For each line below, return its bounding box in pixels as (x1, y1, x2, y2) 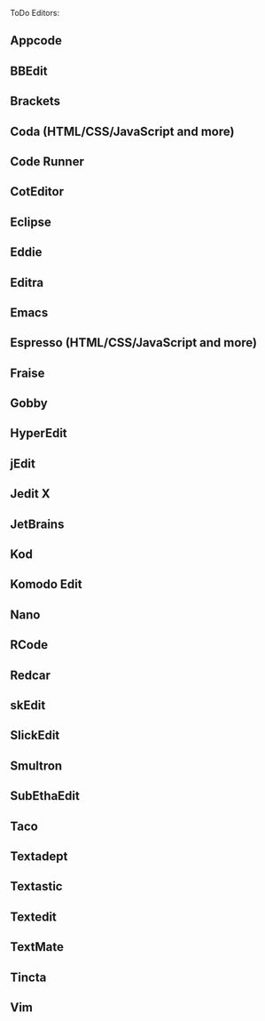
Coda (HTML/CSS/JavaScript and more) (10, 124, 235, 139)
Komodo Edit (10, 577, 82, 592)
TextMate (10, 939, 65, 954)
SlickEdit (10, 728, 60, 743)
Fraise (10, 365, 45, 380)
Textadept (10, 849, 68, 864)
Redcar (10, 667, 51, 682)
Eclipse (10, 214, 52, 229)
